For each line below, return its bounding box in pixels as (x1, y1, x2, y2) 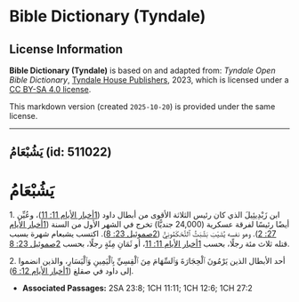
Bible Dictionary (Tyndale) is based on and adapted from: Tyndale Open (9, 65, 276, 75)
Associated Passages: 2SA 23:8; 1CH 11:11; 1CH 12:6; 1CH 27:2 (21, 282, 254, 294)
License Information (9, 42, 123, 57)
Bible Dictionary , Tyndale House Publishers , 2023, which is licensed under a (9, 75, 289, 85)
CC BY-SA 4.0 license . (9, 84, 92, 94)
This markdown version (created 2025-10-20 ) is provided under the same (9, 101, 276, 112)
